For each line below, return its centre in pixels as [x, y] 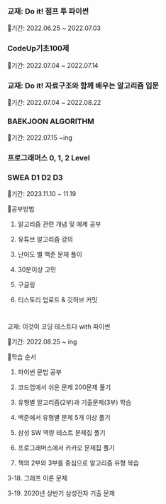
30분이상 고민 [37, 269]
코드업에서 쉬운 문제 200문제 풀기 [64, 387]
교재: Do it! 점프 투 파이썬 [48, 11]
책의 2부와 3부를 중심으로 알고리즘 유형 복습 [78, 463]
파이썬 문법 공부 [39, 371]
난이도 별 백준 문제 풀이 [50, 254]
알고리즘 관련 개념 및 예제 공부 [59, 224]
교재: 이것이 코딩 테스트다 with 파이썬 [59, 326]
